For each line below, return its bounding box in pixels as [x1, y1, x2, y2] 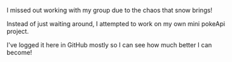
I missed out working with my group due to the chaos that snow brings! [6, 6, 212, 14]
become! [6, 49, 32, 56]
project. [6, 27, 30, 35]
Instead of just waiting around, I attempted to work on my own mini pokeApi [6, 20, 226, 27]
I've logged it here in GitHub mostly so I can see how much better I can [6, 41, 212, 49]
